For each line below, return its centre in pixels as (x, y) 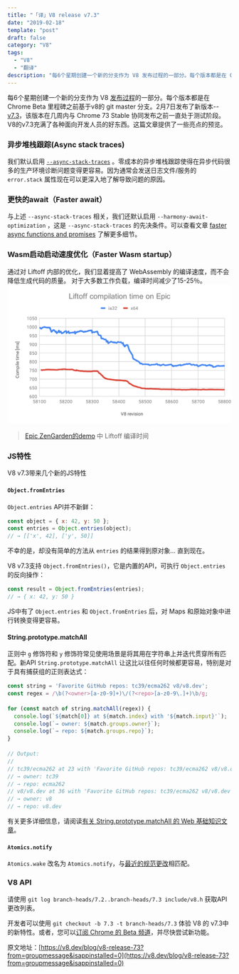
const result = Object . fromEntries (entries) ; (76, 589)
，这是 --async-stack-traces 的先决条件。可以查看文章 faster (137, 226)
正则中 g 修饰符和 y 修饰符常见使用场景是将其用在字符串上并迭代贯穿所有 (114, 654)
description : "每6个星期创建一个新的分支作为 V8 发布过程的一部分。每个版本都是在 (117, 75)
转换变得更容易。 (38, 620)
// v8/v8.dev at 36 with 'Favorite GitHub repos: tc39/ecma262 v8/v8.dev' (121, 792)
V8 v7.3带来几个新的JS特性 (47, 473)
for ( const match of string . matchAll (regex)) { (79, 708)
